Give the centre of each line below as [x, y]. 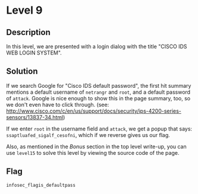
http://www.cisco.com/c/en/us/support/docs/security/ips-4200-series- [94, 111]
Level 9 [24, 10]
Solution [22, 71]
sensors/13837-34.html [35, 117]
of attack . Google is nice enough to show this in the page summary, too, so [98, 98]
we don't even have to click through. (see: [58, 104]
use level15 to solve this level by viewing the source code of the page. [93, 152]
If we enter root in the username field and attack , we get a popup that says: [99, 129]
